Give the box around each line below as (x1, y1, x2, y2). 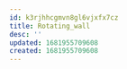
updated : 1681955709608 (9, 38, 99, 47)
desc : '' (9, 30, 42, 39)
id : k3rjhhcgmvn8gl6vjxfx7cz (9, 13, 119, 22)
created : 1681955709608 (9, 47, 99, 56)
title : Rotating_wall (9, 22, 91, 30)
